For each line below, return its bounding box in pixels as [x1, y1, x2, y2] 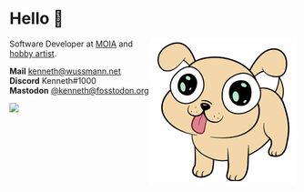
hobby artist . [9, 47, 57, 58]
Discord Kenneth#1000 [9, 75, 97, 86]
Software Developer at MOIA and [9, 38, 134, 49]
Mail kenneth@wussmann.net [9, 66, 121, 76]
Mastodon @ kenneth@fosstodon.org [9, 85, 149, 96]
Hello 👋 [9, 8, 64, 29]
